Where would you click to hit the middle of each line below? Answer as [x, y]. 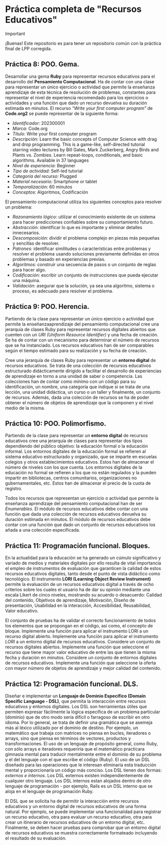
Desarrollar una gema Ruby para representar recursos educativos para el [80, 76]
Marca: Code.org [30, 128]
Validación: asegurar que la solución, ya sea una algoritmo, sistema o [83, 285]
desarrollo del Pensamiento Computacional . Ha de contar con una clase [80, 81]
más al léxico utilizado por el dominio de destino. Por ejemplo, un [72, 728]
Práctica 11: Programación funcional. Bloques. [78, 546]
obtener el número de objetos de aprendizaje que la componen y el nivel [79, 402]
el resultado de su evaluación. [36, 838]
